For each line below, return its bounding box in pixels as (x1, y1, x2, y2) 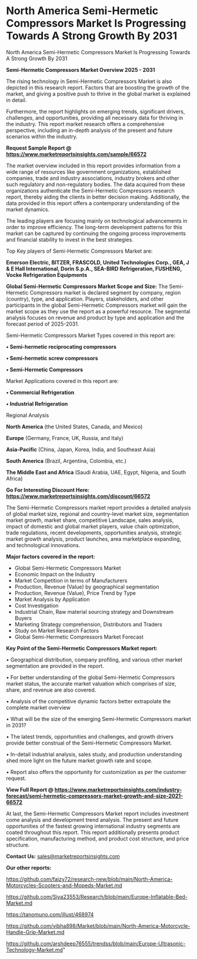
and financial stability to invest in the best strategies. (6, 236, 133, 243)
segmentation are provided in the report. (6, 662, 104, 669)
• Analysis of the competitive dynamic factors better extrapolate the (6, 697, 171, 705)
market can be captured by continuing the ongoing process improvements (6, 230, 186, 237)
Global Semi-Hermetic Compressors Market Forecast (14, 633, 144, 640)
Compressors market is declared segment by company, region (29, 289, 181, 296)
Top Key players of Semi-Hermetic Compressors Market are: (6, 247, 153, 254)
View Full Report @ (6, 786, 54, 793)
